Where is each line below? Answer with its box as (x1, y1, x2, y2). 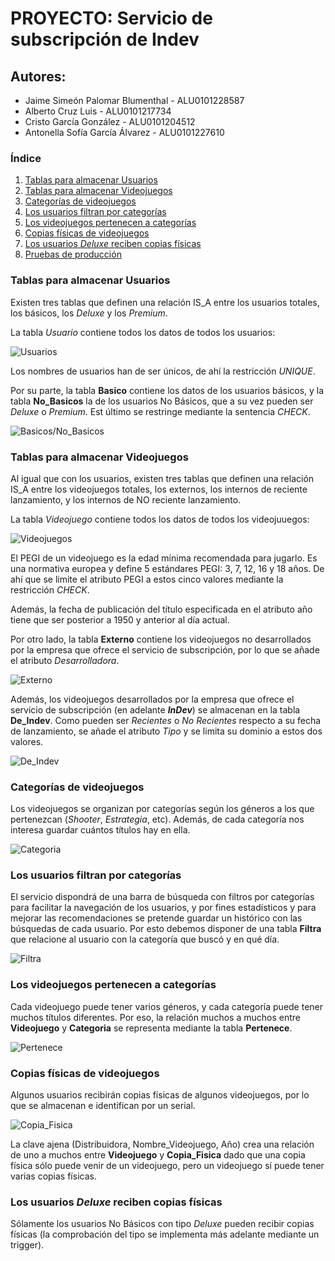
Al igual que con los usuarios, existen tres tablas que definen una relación (10, 472, 315, 484)
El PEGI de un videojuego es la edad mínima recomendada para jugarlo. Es (10, 552, 318, 564)
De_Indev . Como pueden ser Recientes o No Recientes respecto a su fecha (10, 714, 322, 726)
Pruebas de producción (24, 248, 122, 261)
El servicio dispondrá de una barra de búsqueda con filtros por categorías (10, 891, 315, 903)
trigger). (10, 1239, 45, 1251)
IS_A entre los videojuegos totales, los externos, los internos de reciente (10, 483, 308, 495)
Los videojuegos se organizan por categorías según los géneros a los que (10, 803, 315, 815)
